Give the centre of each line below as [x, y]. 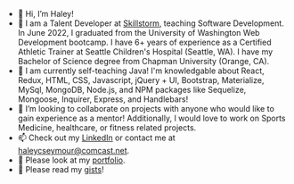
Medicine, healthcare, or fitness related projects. [107, 128]
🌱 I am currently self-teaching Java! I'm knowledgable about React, [141, 71]
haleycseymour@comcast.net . [73, 151]
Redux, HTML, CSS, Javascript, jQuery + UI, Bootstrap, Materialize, [141, 80]
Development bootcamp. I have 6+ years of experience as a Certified [144, 42]
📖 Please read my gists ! [61, 169]
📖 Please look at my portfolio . [72, 160]
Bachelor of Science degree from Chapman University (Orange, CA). [143, 61]
